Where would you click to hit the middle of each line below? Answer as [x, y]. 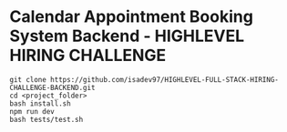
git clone [28, 79]
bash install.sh [40, 103]
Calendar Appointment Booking [131, 17]
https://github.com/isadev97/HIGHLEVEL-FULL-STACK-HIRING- [164, 79]
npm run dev [32, 111]
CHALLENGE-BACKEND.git [52, 87]
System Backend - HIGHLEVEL [127, 36]
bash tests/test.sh [46, 119]
